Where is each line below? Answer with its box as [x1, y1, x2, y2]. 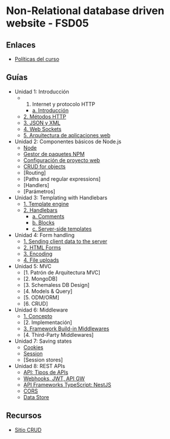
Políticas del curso [14, 56, 60, 62]
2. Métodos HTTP [23, 113, 66, 120]
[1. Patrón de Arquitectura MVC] [23, 269, 101, 276]
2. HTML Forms [23, 244, 62, 251]
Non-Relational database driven [6, 4, 165, 18]
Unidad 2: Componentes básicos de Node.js [14, 138, 122, 145]
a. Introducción [32, 107, 69, 114]
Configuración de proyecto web [23, 157, 100, 164]
